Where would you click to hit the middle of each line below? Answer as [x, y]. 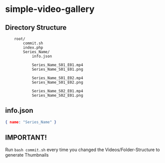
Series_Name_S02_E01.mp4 [57, 91]
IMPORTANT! [26, 138]
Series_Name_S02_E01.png [57, 95]
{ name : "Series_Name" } [31, 122]
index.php [33, 48]
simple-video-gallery [50, 9]
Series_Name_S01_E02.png [57, 82]
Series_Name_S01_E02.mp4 [57, 78]
